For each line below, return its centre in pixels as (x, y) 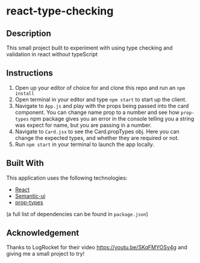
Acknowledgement (43, 233)
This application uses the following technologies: (67, 178)
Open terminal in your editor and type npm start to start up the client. (101, 99)
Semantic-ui (30, 196)
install (24, 93)
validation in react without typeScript (52, 54)
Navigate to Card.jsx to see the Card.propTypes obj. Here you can (97, 131)
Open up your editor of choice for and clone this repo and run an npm (100, 87)
